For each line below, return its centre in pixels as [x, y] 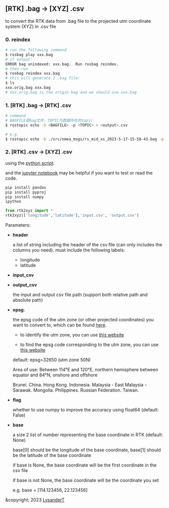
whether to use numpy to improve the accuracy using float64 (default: [86, 410]
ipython [13, 202]
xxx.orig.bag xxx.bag [28, 88]
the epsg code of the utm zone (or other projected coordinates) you [83, 320]
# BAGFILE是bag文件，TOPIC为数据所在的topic [49, 121]
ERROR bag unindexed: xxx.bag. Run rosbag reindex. [62, 64]
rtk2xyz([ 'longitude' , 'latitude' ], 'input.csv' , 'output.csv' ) [72, 216]
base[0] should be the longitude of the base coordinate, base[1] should [87, 450]
